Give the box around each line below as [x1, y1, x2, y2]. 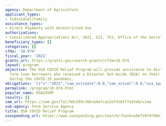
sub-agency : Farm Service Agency [5, 104, 74, 109]
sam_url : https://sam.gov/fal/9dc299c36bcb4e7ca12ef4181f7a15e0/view [5, 100, 152, 105]
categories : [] [5, 44, 37, 49]
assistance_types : [5, 21, 43, 26]
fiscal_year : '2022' [5, 53, 48, 59]
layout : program [5, 63, 39, 67]
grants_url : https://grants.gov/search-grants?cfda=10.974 [5, 58, 129, 63]
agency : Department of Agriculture [5, 7, 79, 12]
